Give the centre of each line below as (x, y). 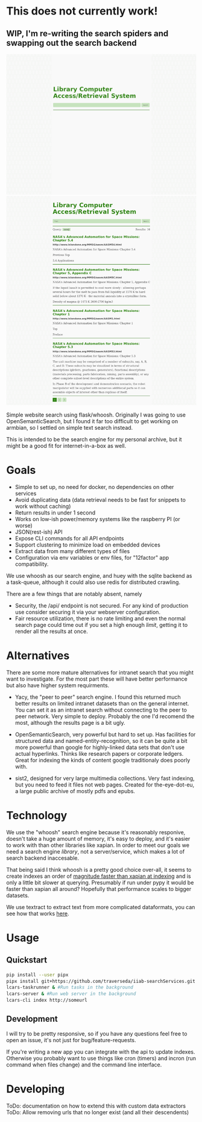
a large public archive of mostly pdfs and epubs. (75, 791)
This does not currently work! (82, 11)
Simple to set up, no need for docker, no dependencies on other (94, 487)
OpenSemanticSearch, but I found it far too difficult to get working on (92, 421)
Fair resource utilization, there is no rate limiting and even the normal (100, 618)
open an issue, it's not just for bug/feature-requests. (71, 1040)
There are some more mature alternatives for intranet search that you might (100, 672)
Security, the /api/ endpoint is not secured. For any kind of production (102, 605)
